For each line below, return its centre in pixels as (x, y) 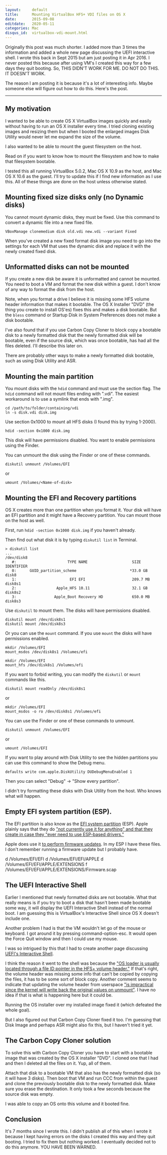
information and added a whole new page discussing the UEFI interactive (80, 52)
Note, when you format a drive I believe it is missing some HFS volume (77, 299)
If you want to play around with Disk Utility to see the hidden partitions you (82, 757)
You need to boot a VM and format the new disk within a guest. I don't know (83, 284)
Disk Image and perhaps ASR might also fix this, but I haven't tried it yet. (79, 1025)
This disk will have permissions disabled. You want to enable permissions (80, 440)
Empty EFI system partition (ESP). (58, 812)
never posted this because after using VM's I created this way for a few (78, 63)
